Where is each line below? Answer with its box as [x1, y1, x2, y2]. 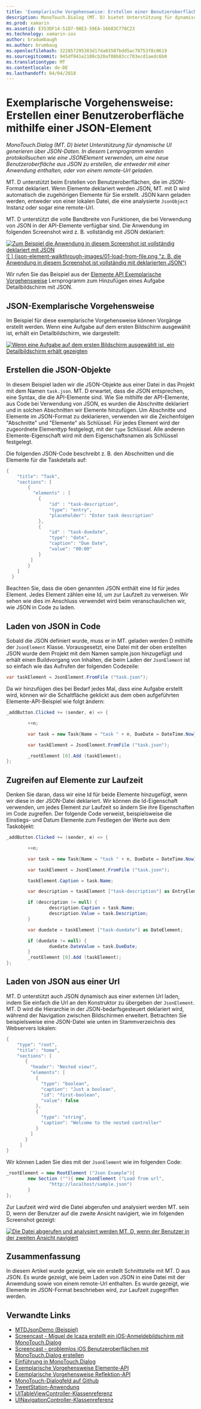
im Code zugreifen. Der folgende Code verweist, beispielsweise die [6, 810, 172, 817]
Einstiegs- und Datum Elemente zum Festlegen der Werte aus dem [6, 817, 170, 824]
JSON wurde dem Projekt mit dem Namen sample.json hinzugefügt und [6, 650, 182, 657]
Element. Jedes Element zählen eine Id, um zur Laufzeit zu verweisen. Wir [6, 591, 189, 598]
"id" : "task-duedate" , [48, 529, 109, 535]
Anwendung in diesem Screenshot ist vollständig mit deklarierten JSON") [6, 259, 187, 266]
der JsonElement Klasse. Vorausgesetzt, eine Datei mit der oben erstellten [6, 643, 187, 651]
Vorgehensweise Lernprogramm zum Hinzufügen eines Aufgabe [6, 277, 165, 284]
